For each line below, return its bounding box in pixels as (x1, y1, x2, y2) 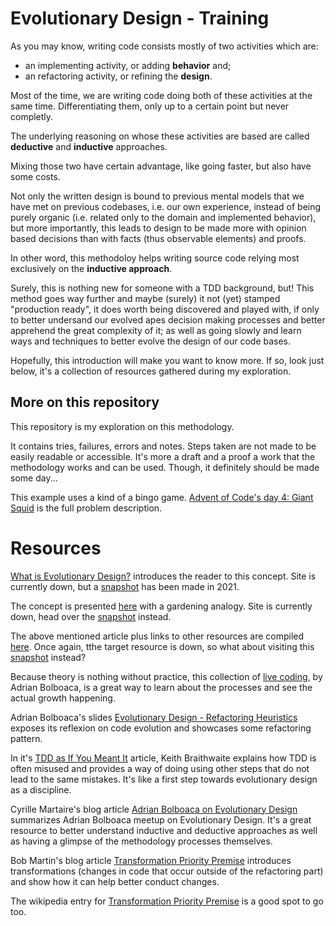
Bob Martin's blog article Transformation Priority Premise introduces (10, 854, 292, 866)
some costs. (10, 170, 61, 182)
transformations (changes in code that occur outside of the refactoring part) (10, 865, 324, 877)
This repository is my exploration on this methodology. (10, 420, 235, 432)
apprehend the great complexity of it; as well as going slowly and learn (10, 324, 302, 336)
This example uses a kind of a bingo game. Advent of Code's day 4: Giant (10, 491, 314, 503)
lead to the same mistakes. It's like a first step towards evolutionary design (10, 773, 318, 785)
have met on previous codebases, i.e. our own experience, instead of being (10, 200, 322, 212)
